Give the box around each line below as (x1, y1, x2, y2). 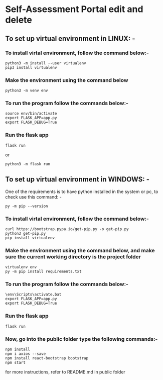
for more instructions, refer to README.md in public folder (5, 369, 125, 375)
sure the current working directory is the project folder (5, 253, 141, 260)
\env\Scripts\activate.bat (5, 292, 62, 297)
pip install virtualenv (5, 235, 55, 240)
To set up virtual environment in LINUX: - (5, 34, 135, 43)
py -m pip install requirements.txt (5, 269, 82, 274)
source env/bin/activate (5, 111, 57, 116)
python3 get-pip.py (5, 231, 46, 236)
